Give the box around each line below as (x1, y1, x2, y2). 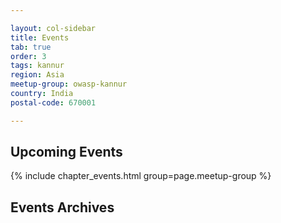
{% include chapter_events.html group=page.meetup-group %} (10, 170, 272, 182)
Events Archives (10, 199, 115, 216)
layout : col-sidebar (10, 23, 97, 33)
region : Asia (10, 70, 65, 80)
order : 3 (10, 51, 47, 61)
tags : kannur (10, 61, 65, 71)
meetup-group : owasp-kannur (10, 79, 128, 90)
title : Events (10, 32, 70, 43)
